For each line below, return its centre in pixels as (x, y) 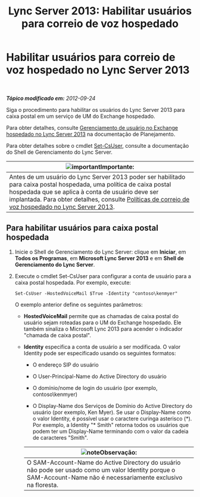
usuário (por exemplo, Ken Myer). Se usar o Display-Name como (112, 412)
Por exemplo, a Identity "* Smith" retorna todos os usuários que (111, 425)
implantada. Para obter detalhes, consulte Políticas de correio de (99, 199)
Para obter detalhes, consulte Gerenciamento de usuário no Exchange (92, 127)
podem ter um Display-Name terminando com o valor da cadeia (110, 431)
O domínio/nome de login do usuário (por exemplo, (95, 388)
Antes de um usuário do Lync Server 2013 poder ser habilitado (97, 176)
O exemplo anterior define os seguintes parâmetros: (79, 304)
